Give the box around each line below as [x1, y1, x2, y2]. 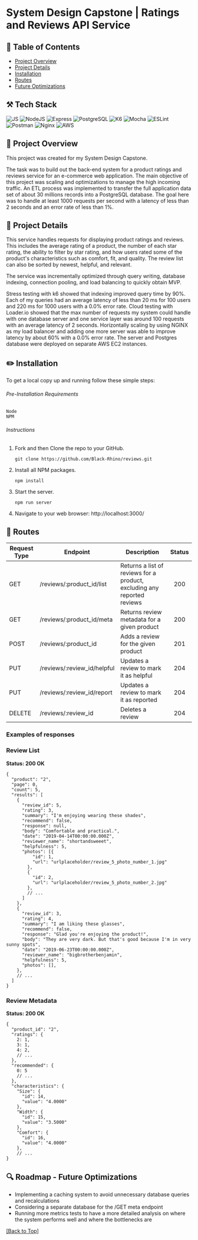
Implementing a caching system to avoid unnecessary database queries [14, 1190, 190, 1198]
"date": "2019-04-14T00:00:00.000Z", [21, 833, 115, 839]
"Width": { [16, 1109, 44, 1115]
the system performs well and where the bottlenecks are [14, 1216, 152, 1223]
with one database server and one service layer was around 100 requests [6, 316, 184, 323]
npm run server [14, 499, 52, 506]
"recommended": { [11, 1062, 54, 1068]
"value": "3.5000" [21, 1119, 67, 1125]
